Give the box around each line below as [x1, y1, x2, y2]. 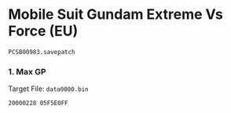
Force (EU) [8, 22, 79, 40]
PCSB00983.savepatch [8, 48, 76, 56]
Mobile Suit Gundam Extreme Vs [8, 5, 224, 24]
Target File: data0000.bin [8, 84, 89, 93]
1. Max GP [8, 66, 46, 77]
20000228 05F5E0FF [8, 100, 68, 108]
